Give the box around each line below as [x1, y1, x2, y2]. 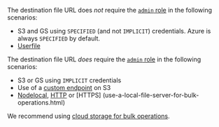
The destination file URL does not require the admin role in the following [7, 6, 212, 14]
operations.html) [17, 98, 65, 107]
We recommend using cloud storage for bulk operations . [7, 112, 170, 120]
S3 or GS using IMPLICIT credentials [17, 76, 122, 84]
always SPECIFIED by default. [17, 34, 100, 43]
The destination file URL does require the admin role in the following [7, 55, 202, 63]
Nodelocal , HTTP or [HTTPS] [17, 91, 101, 99]
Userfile [17, 42, 41, 50]
